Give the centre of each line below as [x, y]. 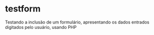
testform [23, 9]
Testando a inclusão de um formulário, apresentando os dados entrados [77, 22]
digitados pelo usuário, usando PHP [41, 27]
